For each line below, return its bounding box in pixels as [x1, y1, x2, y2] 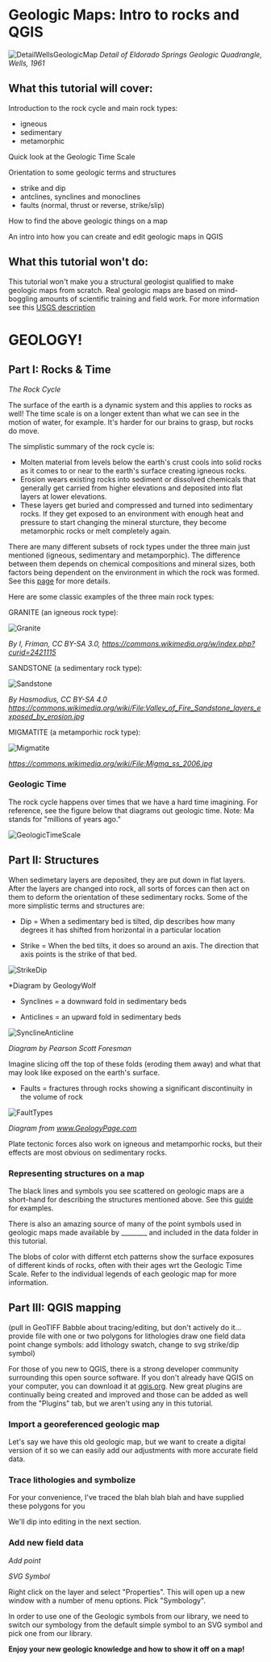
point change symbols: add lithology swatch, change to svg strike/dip [8, 1339, 240, 1349]
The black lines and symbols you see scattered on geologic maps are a [8, 1185, 244, 1195]
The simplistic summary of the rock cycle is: [8, 441, 155, 451]
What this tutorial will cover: [8, 82, 153, 95]
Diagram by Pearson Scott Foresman [8, 1043, 131, 1053]
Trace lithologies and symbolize [8, 1474, 136, 1486]
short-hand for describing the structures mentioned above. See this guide [8, 1194, 254, 1204]
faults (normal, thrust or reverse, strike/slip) [19, 200, 165, 210]
